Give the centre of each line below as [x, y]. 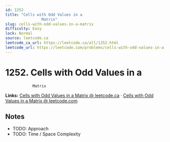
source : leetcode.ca [27, 38]
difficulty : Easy [24, 29]
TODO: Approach [31, 129]
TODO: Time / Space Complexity [47, 134]
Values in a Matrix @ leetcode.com [41, 101]
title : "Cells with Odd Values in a [44, 15]
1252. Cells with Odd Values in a [74, 73]
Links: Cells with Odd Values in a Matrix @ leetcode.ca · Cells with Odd [79, 95]
